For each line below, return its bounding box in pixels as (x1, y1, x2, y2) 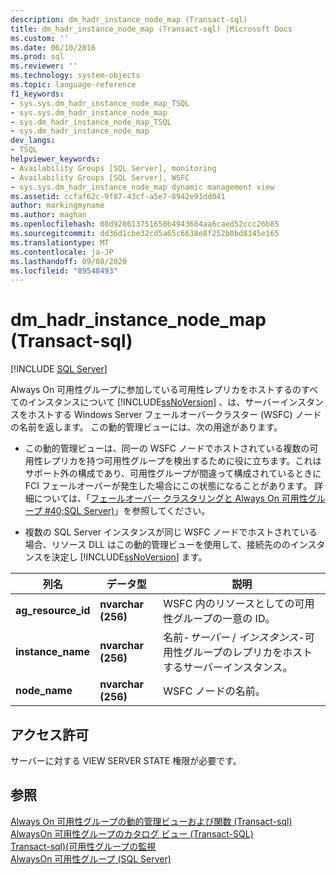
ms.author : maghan (10, 210, 87, 220)
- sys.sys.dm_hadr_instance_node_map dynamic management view (10, 182, 275, 192)
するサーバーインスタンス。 (163, 661, 293, 675)
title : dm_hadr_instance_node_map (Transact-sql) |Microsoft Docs (10, 24, 293, 34)
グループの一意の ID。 (173, 612, 276, 626)
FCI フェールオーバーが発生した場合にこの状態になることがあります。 (24, 480, 313, 492)
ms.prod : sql (10, 52, 65, 62)
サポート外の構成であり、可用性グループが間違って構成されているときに (24, 467, 322, 480)
